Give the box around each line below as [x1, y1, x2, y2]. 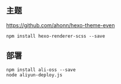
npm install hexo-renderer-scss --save [6, 33, 106, 39]
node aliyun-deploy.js [6, 72, 63, 78]
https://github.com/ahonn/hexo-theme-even [6, 21, 115, 28]
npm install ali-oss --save [6, 67, 76, 73]
